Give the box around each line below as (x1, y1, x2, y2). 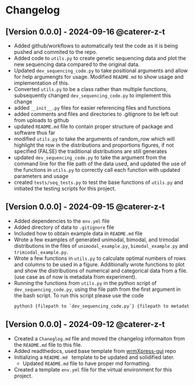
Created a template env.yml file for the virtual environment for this (13, 366, 173, 373)
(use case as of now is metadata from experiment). (13, 273, 137, 280)
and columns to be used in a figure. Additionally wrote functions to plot (13, 261, 185, 268)
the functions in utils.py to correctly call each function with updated (13, 167, 180, 173)
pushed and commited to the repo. (13, 48, 97, 56)
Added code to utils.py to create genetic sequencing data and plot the (13, 55, 186, 61)
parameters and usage (13, 173, 69, 179)
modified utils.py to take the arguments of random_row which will (13, 136, 175, 142)
